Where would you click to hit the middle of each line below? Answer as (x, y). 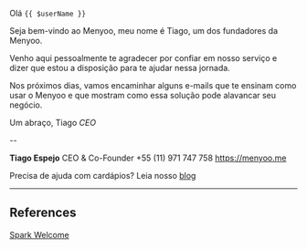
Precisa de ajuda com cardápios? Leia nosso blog (103, 176)
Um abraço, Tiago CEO (53, 123)
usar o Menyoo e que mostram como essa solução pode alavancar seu (143, 95)
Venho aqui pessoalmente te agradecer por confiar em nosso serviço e (143, 58)
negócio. (26, 105)
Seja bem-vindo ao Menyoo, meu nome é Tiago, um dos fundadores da (144, 31)
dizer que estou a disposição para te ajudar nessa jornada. (120, 68)
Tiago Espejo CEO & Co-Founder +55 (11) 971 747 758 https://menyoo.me (148, 158)
